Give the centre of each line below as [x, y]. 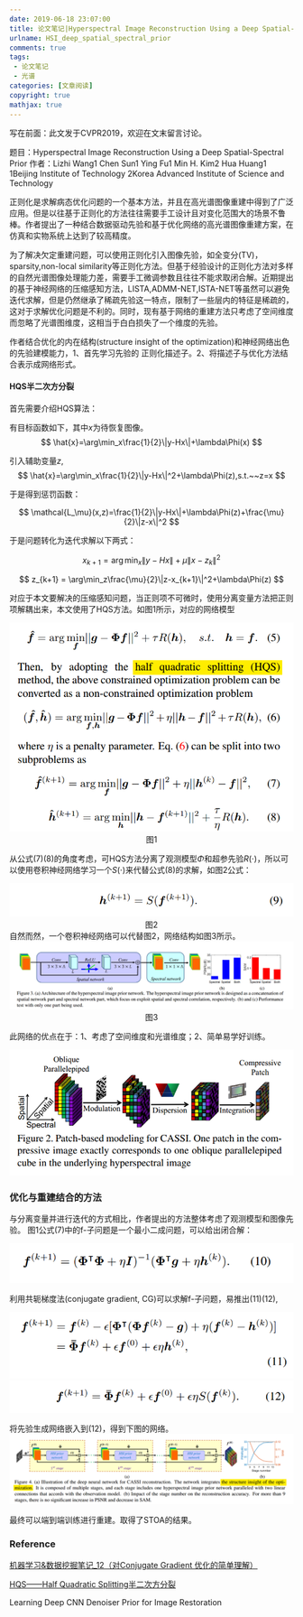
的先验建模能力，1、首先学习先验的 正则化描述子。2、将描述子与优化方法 [145, 353]
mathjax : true [36, 105]
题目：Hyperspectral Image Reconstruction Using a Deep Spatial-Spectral [147, 152]
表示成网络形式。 [49, 364]
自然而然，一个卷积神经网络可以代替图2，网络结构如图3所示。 [125, 935]
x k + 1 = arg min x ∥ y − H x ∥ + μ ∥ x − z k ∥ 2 [151, 560]
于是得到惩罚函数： [45, 494]
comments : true [38, 48]
